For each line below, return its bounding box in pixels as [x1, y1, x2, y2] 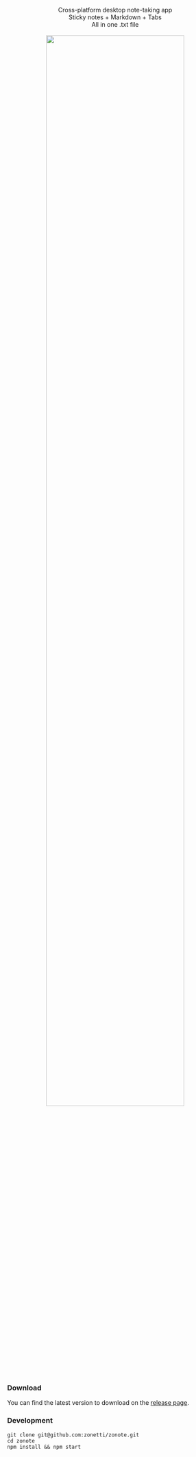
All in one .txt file [91, 21, 139, 28]
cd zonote [7, 1437, 36, 1444]
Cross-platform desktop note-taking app [58, 6, 173, 14]
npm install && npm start [7, 1443, 81, 1450]
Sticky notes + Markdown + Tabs [68, 13, 162, 21]
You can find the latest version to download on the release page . [7, 1399, 190, 1407]
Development [7, 1416, 53, 1425]
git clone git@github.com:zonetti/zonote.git [7, 1431, 139, 1438]
